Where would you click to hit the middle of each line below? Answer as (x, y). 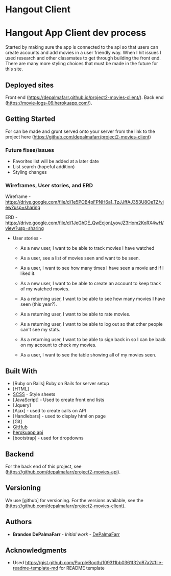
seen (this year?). (39, 304)
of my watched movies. (45, 289)
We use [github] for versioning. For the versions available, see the (75, 500)
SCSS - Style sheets (34, 394)
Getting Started (30, 119)
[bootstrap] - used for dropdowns (48, 438)
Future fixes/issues (30, 150)
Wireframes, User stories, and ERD (49, 185)
